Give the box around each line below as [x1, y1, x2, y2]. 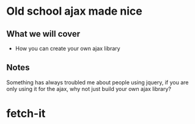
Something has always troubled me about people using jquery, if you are [6, 78, 189, 86]
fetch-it [6, 107, 46, 120]
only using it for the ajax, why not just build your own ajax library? [6, 85, 171, 92]
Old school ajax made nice [6, 4, 142, 18]
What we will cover [6, 29, 81, 39]
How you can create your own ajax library [15, 45, 120, 52]
